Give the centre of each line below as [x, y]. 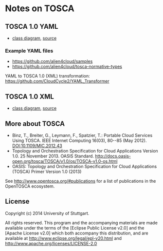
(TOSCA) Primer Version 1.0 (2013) [47, 172]
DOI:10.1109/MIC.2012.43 [37, 145]
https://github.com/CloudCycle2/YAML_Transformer [57, 81]
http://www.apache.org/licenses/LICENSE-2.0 [51, 243]
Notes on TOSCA [40, 9]
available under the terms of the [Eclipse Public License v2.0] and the [75, 228]
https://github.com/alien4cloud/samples [52, 61]
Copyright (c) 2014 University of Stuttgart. [47, 213]
